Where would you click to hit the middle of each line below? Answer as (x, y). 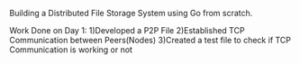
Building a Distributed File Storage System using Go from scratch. (131, 13)
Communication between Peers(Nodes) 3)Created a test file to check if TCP (150, 40)
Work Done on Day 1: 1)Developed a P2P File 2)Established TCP (127, 30)
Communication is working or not (71, 50)
